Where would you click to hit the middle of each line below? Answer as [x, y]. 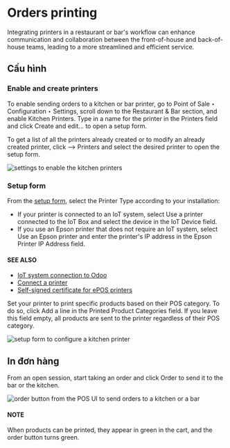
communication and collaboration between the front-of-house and [102, 39]
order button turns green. [43, 438]
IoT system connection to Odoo [62, 275]
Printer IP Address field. [51, 243]
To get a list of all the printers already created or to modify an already [106, 139]
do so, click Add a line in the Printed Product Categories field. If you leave [112, 311]
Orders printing [52, 13]
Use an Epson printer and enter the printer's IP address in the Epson [115, 236]
